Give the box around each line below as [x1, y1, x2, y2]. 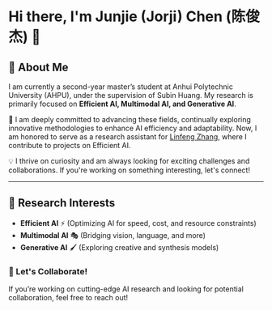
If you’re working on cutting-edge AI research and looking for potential [8, 284, 244, 294]
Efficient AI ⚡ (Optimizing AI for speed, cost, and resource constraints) [19, 218, 257, 227]
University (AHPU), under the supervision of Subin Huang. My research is [8, 91, 253, 100]
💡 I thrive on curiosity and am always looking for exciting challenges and [8, 156, 250, 166]
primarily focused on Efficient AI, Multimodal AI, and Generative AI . [8, 99, 236, 108]
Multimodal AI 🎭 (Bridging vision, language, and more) [19, 230, 206, 240]
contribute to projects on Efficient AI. [8, 141, 131, 150]
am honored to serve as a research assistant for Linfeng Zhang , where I [8, 132, 247, 142]
